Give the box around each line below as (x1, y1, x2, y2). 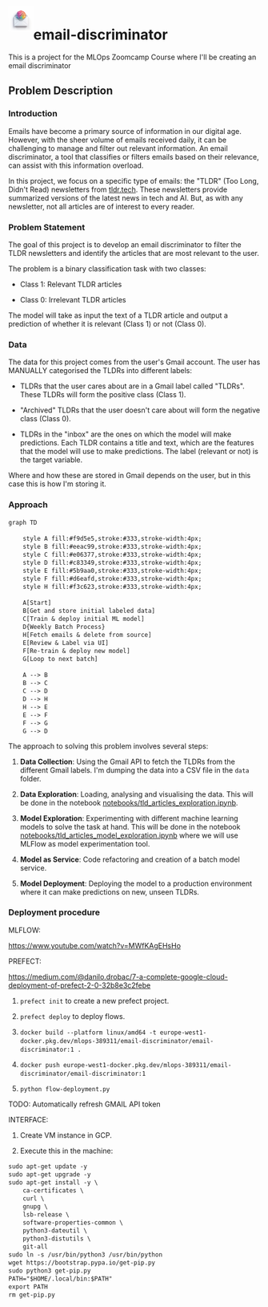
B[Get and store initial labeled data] (22, 607, 156, 615)
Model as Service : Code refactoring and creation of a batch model (19, 854, 240, 864)
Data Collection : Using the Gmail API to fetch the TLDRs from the (19, 757, 236, 766)
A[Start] (22, 599, 52, 607)
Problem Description (8, 84, 114, 98)
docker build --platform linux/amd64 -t (19, 1029, 157, 1037)
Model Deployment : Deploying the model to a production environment (19, 879, 253, 888)
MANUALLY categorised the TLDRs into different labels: (8, 366, 193, 375)
